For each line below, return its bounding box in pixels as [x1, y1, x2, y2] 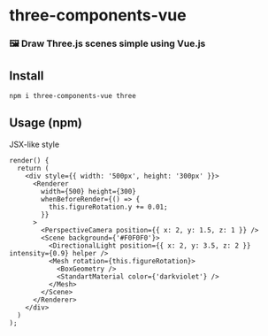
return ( [17, 164, 50, 172]
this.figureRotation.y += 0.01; [48, 202, 168, 211]
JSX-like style [9, 139, 60, 149]
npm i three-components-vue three [9, 91, 137, 100]
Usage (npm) [9, 116, 82, 131]
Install [9, 68, 44, 83]
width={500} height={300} [41, 187, 137, 195]
